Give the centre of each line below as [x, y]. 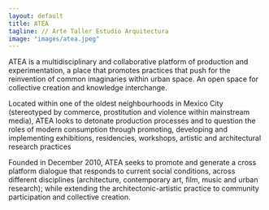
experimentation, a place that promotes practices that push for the [119, 71]
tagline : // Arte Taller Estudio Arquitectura [89, 31]
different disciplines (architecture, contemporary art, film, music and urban [133, 180]
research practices [40, 147]
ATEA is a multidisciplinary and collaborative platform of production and [128, 62]
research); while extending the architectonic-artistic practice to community [134, 189]
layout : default [36, 16]
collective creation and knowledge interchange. [88, 88]
